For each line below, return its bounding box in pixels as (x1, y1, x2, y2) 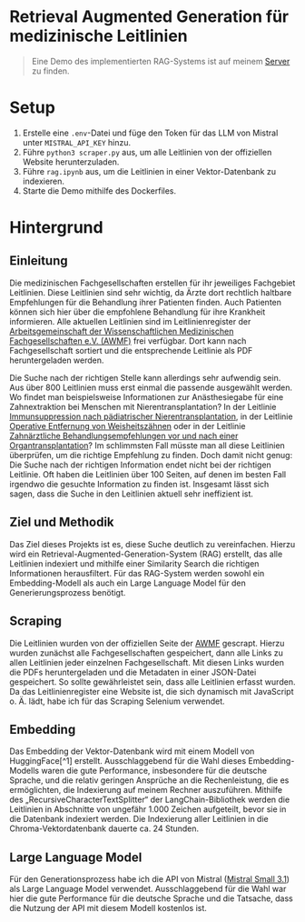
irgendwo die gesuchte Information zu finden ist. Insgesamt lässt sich (9, 478, 270, 489)
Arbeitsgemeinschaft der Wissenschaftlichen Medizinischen (9, 326, 234, 336)
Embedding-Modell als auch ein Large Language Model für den (9, 577, 247, 588)
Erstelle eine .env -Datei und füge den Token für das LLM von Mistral (22, 127, 279, 138)
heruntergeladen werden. (9, 355, 104, 366)
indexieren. (22, 175, 65, 186)
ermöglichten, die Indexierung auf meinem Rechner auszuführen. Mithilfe (9, 785, 283, 796)
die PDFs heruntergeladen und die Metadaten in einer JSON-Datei (9, 666, 257, 677)
